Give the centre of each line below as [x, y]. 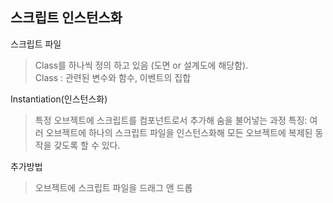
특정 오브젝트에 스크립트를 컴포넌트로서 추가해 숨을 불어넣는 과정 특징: [171, 120]
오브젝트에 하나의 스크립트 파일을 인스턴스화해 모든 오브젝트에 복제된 [179, 132]
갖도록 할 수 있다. [87, 145]
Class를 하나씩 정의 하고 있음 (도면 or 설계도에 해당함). [141, 65]
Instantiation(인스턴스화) [59, 99]
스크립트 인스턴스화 [66, 18]
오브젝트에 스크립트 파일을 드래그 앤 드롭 [113, 187]
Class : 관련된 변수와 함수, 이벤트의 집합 [113, 77]
